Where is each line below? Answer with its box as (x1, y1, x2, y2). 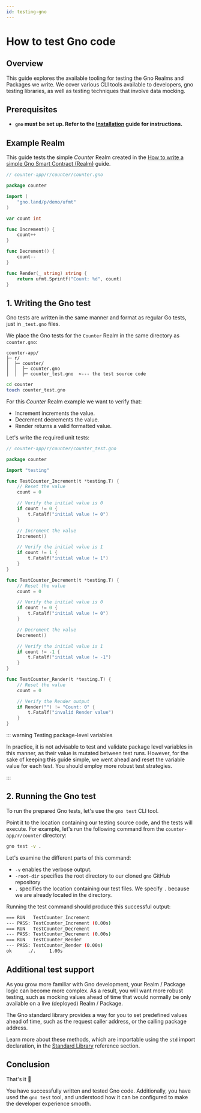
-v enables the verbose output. (14, 866, 92, 873)
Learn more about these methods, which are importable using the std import (6, 1036, 196, 1043)
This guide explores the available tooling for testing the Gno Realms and (6, 74, 184, 82)
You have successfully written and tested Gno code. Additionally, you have (6, 1087, 191, 1094)
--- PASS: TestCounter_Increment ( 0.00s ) (6, 920, 112, 926)
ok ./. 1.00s (6, 948, 63, 954)
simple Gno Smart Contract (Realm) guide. (6, 160, 111, 167)
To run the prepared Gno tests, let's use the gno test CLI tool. (6, 807, 159, 814)
